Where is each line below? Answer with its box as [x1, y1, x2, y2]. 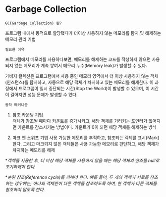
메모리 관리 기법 [5, 36, 36, 42]
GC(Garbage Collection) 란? [5, 21, 62, 26]
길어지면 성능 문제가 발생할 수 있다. [10, 92, 78, 98]
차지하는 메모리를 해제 [12, 147, 55, 153]
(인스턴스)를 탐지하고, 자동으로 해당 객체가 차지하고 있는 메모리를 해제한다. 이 [5, 79, 154, 85]
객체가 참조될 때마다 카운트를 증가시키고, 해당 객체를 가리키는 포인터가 [12, 118, 148, 124]
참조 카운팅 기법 [12, 111, 43, 117]
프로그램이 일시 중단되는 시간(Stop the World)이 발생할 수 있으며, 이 [18, 85, 150, 91]
